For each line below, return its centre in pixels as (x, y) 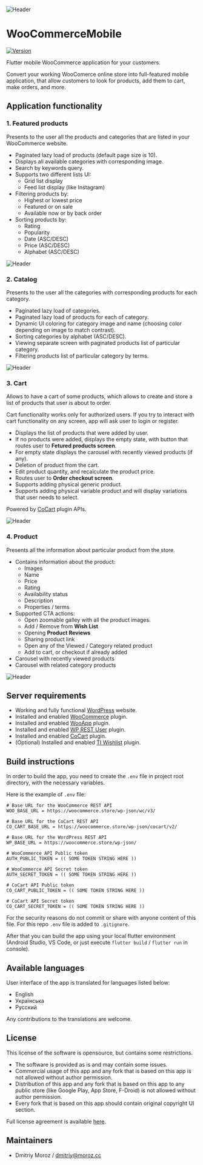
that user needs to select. (47, 497)
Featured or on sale (48, 206)
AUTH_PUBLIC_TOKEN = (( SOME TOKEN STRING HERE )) (72, 859)
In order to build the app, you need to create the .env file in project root (95, 776)
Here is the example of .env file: (46, 795)
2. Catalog (22, 279)
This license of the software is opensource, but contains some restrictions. (99, 1053)
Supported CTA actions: (45, 613)
